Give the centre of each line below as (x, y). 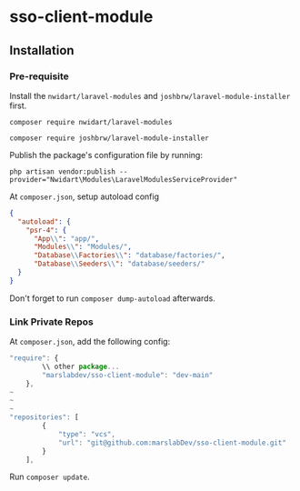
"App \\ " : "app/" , (66, 238)
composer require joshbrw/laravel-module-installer (109, 138)
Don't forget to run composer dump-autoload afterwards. (112, 298)
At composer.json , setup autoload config (84, 196)
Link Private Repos (51, 322)
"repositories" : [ (44, 417)
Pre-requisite (40, 76)
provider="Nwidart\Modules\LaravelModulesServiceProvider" (124, 179)
